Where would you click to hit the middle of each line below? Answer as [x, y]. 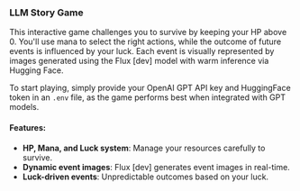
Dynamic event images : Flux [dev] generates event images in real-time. [156, 167]
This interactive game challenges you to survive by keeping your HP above [148, 32]
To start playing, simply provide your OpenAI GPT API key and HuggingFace [150, 88]
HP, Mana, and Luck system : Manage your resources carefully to [144, 148]
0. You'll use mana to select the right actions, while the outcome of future [145, 41]
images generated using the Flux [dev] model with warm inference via [139, 61]
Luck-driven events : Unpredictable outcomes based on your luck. [145, 177]
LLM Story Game [46, 13]
